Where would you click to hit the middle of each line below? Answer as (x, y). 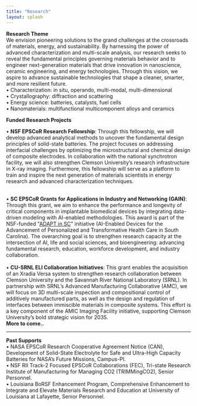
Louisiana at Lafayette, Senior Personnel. (56, 396)
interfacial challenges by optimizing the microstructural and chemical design (98, 150)
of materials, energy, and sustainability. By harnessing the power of (87, 46)
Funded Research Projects (39, 120)
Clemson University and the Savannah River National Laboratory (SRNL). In (97, 280)
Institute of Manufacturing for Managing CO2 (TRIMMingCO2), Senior (90, 371)
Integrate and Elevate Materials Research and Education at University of (93, 390)
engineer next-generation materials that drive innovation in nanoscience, (94, 65)
